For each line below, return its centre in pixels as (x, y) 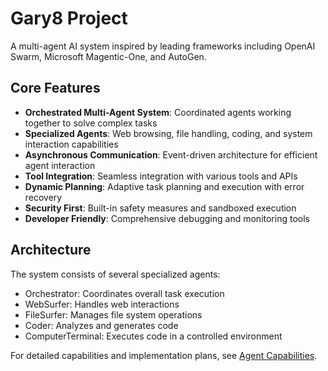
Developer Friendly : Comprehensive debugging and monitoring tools (167, 218)
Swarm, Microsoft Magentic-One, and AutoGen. (108, 56)
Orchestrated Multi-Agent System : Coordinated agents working (158, 112)
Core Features (55, 88)
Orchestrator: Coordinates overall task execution (124, 293)
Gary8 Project (69, 18)
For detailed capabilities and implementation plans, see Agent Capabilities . (164, 355)
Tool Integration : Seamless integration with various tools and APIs (161, 176)
